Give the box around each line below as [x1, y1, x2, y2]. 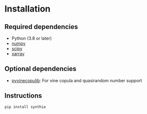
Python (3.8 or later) [11, 35, 52, 41]
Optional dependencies [4, 65, 77, 73]
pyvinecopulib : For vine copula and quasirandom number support [11, 77, 142, 83]
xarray [11, 51, 25, 57]
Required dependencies [4, 23, 78, 31]
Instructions [4, 92, 42, 100]
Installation [4, 3, 51, 14]
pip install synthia [4, 104, 46, 109]
